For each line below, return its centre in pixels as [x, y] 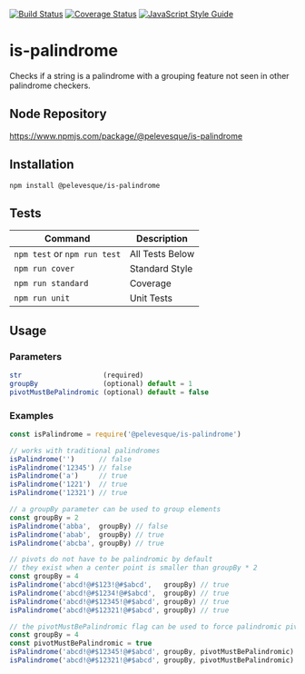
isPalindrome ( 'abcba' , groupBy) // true [87, 543]
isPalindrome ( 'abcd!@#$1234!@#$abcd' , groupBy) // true [119, 593]
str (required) [77, 376]
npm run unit [42, 298]
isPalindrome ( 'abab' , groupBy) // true [87, 535]
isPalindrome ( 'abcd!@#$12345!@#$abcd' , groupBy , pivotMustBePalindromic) [152, 652]
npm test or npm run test [67, 254]
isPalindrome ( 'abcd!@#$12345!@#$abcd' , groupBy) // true [119, 601]
